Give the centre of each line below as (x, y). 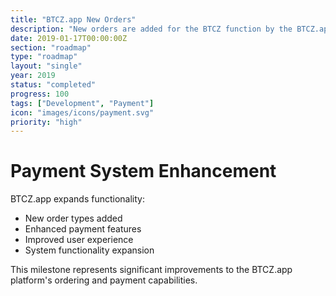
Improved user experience (79, 240)
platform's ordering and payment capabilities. (104, 280)
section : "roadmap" (51, 47)
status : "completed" (53, 85)
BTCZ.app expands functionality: (77, 199)
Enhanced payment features (83, 229)
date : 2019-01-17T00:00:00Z (69, 38)
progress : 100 (40, 94)
